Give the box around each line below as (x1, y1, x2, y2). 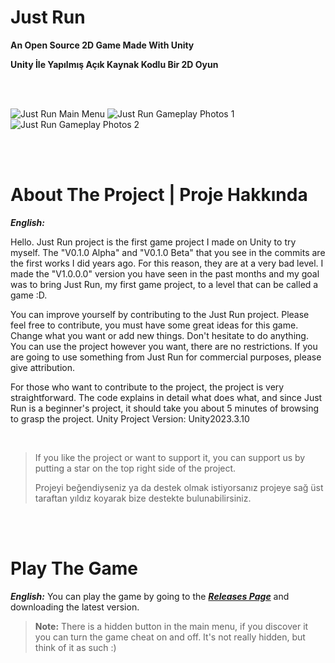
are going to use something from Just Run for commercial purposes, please (10, 351, 322, 363)
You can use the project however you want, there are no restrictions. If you (10, 340, 318, 352)
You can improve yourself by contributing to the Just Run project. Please (10, 308, 310, 320)
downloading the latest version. (10, 601, 140, 613)
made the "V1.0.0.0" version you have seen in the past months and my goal (10, 267, 320, 280)
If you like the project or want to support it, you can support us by (34, 451, 306, 463)
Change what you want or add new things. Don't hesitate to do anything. (10, 329, 309, 341)
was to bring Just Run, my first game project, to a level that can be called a (10, 278, 319, 290)
